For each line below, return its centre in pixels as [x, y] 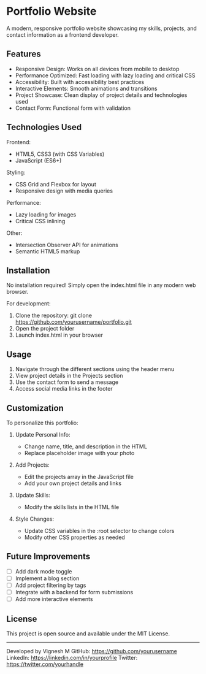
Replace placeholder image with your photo [79, 453]
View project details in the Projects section [69, 376]
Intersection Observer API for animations [67, 245]
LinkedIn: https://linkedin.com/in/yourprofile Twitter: [72, 657]
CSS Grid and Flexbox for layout [55, 184]
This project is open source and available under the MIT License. [88, 634]
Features [24, 54]
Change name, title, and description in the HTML [86, 446]
